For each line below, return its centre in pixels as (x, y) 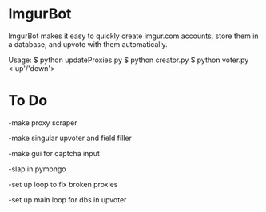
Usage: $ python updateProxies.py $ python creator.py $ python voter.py (129, 60)
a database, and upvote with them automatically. (88, 44)
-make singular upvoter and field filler (70, 138)
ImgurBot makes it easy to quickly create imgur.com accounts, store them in (133, 36)
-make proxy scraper (43, 122)
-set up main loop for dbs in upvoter (67, 199)
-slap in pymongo (37, 169)
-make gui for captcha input (54, 153)
